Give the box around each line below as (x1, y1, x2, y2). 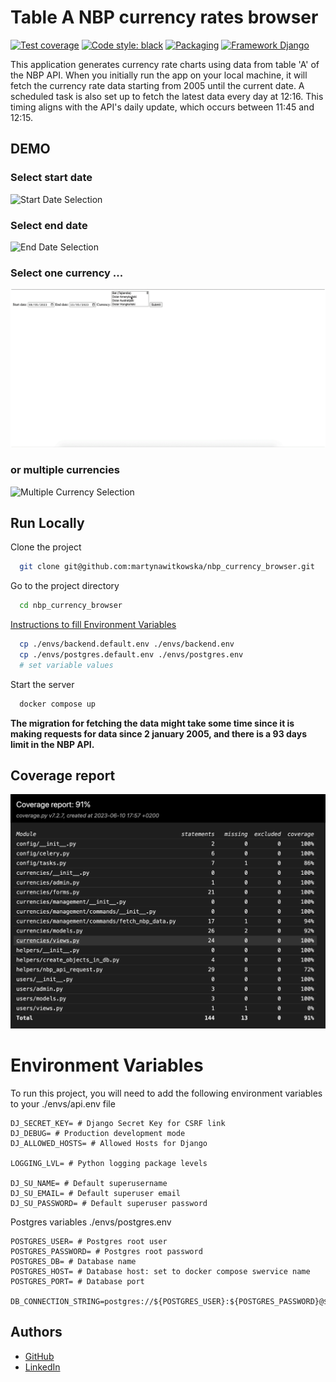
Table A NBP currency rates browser (10, 6, 319, 29)
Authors (10, 1324, 63, 1341)
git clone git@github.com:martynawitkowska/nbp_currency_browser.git (19, 562, 315, 572)
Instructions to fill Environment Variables (10, 619, 177, 631)
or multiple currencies (10, 463, 120, 477)
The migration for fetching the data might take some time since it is (10, 717, 295, 729)
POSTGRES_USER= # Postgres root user (10, 1236, 168, 1246)
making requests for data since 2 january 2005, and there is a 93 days (10, 727, 307, 740)
